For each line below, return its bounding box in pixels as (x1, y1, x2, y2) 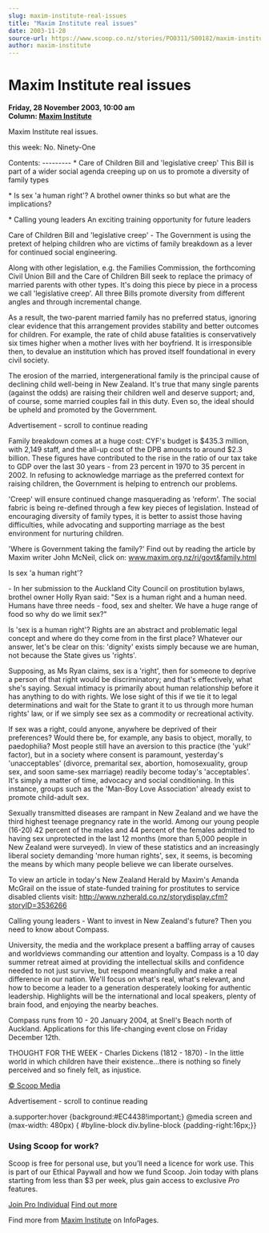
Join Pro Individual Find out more (8, 1200, 118, 1210)
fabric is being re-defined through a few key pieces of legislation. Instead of (8, 503, 259, 512)
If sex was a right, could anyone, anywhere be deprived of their (8, 725, 218, 734)
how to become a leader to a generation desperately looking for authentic (8, 983, 251, 993)
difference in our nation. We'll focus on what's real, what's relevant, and (8, 974, 246, 984)
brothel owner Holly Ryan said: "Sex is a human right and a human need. (8, 592, 247, 602)
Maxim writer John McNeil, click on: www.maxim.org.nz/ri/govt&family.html (8, 553, 257, 562)
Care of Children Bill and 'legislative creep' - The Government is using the (8, 231, 251, 240)
